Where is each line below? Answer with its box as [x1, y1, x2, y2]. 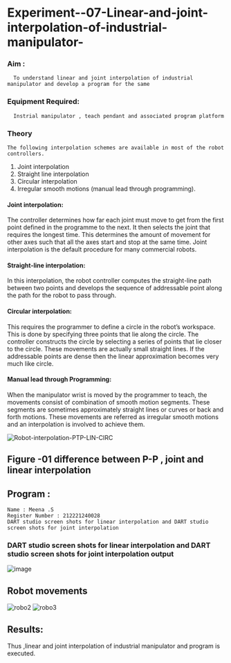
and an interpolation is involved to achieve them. [7, 420, 145, 428]
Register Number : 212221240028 [7, 513, 100, 520]
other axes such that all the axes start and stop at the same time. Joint [7, 238, 207, 247]
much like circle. [7, 359, 54, 368]
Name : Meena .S [7, 506, 54, 513]
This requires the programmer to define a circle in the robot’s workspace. [7, 322, 216, 330]
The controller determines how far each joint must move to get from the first [7, 216, 224, 224]
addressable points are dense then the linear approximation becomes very [7, 352, 219, 360]
